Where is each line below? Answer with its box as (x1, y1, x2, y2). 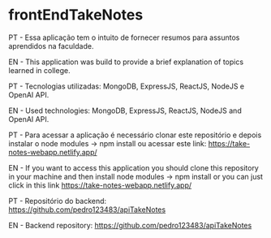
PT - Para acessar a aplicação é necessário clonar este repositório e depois (8, 130, 262, 140)
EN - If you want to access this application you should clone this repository (8, 162, 260, 172)
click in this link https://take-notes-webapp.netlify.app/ (8, 180, 192, 190)
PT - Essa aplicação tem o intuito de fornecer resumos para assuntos (8, 32, 240, 42)
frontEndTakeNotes (8, 6, 144, 24)
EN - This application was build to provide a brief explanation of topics (8, 57, 244, 67)
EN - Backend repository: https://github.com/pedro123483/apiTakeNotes (8, 220, 252, 230)
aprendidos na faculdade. (8, 41, 94, 50)
